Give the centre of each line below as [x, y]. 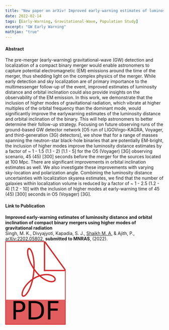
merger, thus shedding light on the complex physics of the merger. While [80, 76]
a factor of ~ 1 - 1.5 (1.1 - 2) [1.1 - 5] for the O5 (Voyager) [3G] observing [79, 151]
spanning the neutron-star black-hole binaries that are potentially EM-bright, [84, 140]
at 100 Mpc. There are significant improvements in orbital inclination [75, 162]
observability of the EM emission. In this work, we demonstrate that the [79, 98]
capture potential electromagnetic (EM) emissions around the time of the [80, 71]
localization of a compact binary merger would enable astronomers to [77, 65]
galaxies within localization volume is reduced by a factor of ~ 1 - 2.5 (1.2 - [82, 183]
